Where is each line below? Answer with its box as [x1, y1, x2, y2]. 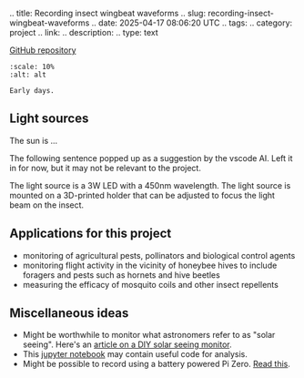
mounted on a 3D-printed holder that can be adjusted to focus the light [9, 189, 276, 200]
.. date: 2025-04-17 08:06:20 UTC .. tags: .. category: [91, 17, 293, 28]
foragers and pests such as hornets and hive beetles [22, 269, 220, 281]
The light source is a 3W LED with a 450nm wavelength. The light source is [9, 179, 291, 190]
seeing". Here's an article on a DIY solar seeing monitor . [22, 339, 232, 350]
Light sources [9, 111, 89, 127]
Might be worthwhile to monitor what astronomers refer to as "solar [22, 330, 276, 341]
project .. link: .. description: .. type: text [9, 27, 159, 37]
